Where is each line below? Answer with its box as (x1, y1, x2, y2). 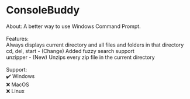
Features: (6, 35, 29, 42)
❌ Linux (6, 87, 25, 94)
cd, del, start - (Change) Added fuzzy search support (6, 47, 134, 54)
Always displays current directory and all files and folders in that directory (6, 41, 184, 48)
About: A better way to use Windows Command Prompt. (6, 23, 141, 30)
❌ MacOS (6, 81, 29, 88)
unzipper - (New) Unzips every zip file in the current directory (6, 54, 155, 61)
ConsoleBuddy (6, 3, 80, 17)
